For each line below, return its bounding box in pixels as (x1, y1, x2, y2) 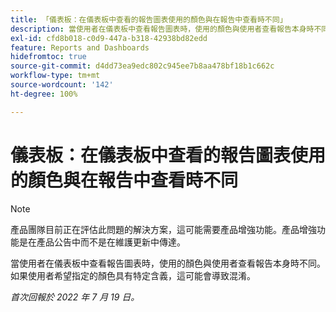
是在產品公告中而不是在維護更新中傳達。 (18, 236, 186, 248)
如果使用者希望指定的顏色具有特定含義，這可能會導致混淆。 (10, 269, 256, 281)
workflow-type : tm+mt (10, 71, 101, 81)
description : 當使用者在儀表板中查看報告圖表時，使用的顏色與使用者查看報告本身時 (10, 24, 315, 34)
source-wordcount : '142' (10, 80, 114, 90)
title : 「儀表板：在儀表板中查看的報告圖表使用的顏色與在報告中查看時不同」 (10, 14, 288, 25)
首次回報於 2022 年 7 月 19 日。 (10, 291, 140, 303)
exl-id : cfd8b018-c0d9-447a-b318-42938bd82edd (10, 33, 208, 43)
